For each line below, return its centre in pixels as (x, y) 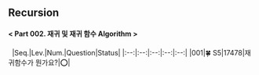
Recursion (34, 13)
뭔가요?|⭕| (53, 62)
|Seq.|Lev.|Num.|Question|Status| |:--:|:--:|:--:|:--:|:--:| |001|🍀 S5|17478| (128, 52)
